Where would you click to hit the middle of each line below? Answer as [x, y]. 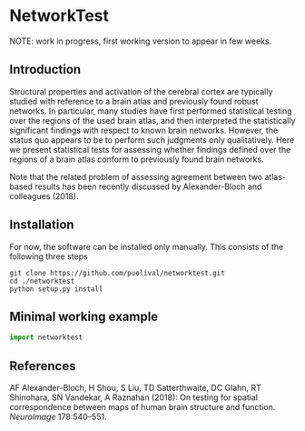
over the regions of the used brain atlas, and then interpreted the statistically [152, 120]
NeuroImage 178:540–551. [58, 417]
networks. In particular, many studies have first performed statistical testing [151, 111]
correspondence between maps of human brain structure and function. [143, 407]
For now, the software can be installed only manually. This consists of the [147, 246]
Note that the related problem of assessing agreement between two [136, 176]
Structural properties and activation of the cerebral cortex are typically [141, 91]
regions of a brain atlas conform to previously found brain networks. [137, 159]
